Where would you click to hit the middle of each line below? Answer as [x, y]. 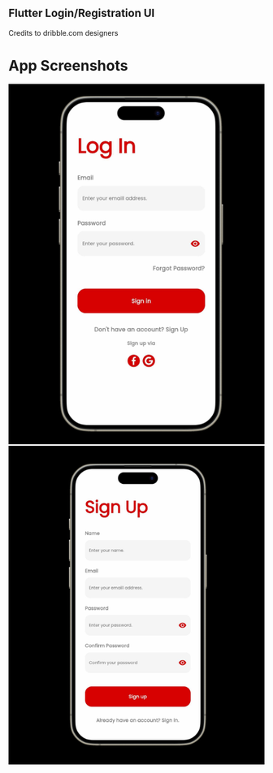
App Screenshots [68, 66]
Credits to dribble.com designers [63, 32]
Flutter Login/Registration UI [82, 13]
